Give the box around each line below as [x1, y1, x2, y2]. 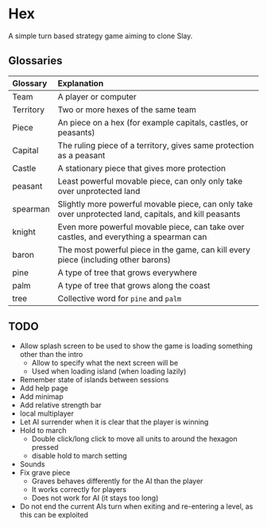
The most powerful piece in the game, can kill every [57, 244, 250, 255]
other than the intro [19, 349, 83, 358]
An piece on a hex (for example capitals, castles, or [57, 117, 249, 128]
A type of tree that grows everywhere [57, 267, 197, 278]
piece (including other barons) [57, 254, 171, 265]
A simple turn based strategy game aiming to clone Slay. [8, 31, 193, 41]
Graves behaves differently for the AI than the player [31, 476, 203, 486]
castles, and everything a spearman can [57, 231, 207, 242]
